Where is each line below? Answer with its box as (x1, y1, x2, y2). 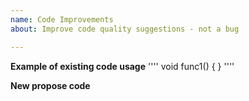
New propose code (10, 79, 91, 91)
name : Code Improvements (10, 14, 114, 25)
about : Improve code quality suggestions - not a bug (10, 24, 240, 34)
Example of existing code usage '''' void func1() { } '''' (10, 60, 235, 72)
